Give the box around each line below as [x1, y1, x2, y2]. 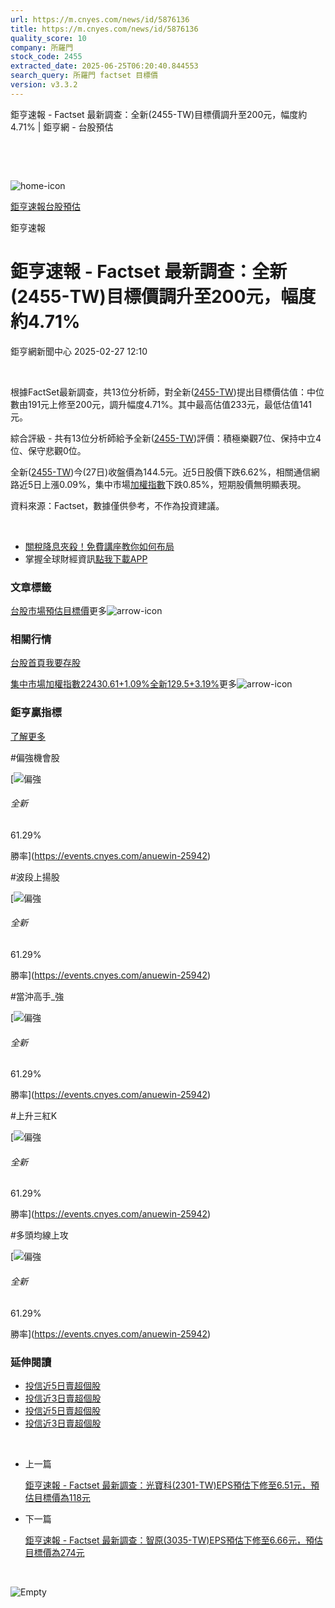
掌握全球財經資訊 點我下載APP [24, 552, 148, 565]
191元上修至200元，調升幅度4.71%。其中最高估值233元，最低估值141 [27, 398, 313, 410]
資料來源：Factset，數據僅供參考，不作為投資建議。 [10, 499, 225, 511]
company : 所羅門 [10, 42, 74, 53]
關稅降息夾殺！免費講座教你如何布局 [24, 540, 175, 552]
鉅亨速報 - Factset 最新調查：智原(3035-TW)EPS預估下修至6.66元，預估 [24, 1534, 323, 1546]
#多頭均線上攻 [10, 1229, 69, 1241]
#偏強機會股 [10, 751, 60, 763]
